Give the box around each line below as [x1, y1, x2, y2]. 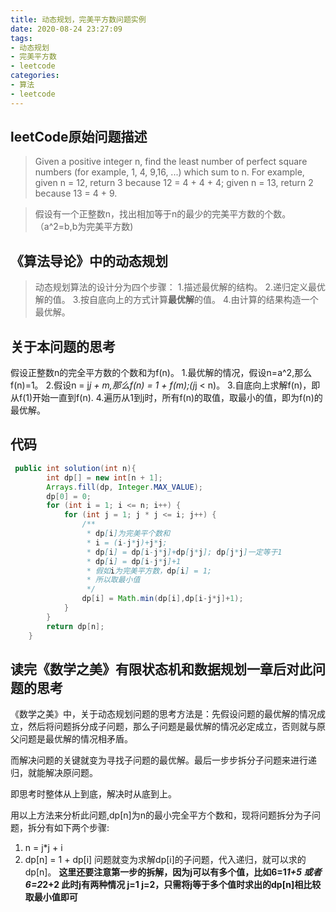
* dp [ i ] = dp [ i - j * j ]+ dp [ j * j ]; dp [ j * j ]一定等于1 [86, 547, 283, 557]
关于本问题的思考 [10, 338, 116, 355]
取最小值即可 [24, 891, 78, 903]
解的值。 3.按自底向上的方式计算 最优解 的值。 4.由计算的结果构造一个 [34, 294, 319, 306]
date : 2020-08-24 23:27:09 [10, 24, 123, 34]
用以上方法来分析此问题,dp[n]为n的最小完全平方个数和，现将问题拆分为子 [10, 809, 312, 821]
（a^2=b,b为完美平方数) [34, 221, 134, 233]
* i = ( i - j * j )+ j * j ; [86, 537, 168, 548]
